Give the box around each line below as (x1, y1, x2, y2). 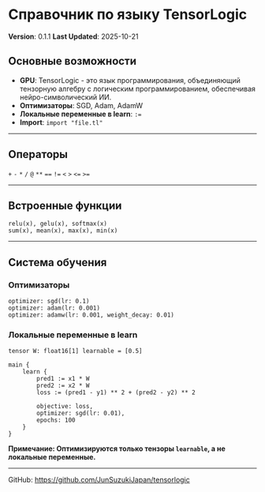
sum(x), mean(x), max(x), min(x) (8, 227, 118, 235)
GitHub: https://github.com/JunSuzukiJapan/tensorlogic (8, 475, 191, 485)
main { (8, 361, 30, 369)
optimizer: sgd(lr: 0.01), (36, 409, 125, 418)
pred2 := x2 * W (36, 381, 90, 390)
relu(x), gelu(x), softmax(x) (8, 220, 108, 228)
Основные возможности (8, 54, 136, 68)
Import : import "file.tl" (19, 117, 103, 127)
